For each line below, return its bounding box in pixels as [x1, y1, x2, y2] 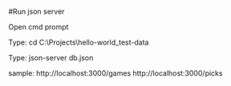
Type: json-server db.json [8, 53, 94, 62]
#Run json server [8, 7, 65, 16]
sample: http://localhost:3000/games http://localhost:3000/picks [8, 68, 223, 78]
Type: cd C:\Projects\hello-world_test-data [8, 37, 149, 47]
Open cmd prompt [8, 22, 69, 31]
